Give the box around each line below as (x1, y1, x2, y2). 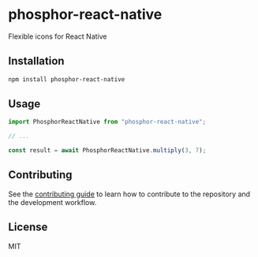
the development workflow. (8, 197, 97, 207)
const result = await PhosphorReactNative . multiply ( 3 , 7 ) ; (8, 147, 207, 155)
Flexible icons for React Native (8, 32, 107, 41)
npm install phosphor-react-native (8, 75, 125, 84)
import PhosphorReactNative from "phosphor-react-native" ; (8, 118, 207, 126)
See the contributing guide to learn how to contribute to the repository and (8, 189, 251, 199)
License (8, 221, 48, 234)
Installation (8, 54, 65, 68)
